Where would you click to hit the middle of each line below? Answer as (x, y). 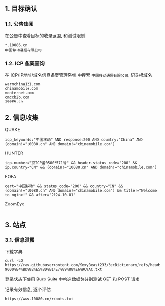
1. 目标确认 (21, 9)
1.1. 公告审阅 (19, 24)
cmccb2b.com (17, 97)
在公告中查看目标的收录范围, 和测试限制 (45, 35)
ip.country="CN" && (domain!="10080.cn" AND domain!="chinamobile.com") (81, 167)
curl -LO (14, 261)
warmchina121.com (23, 84)
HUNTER (14, 153)
